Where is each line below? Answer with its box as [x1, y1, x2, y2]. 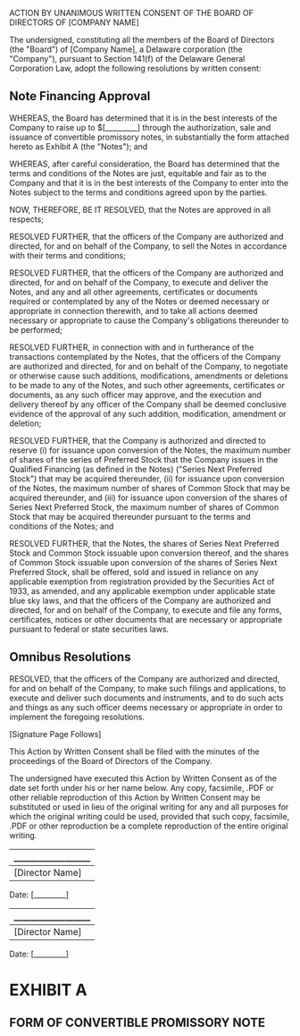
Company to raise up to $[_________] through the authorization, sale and [9, 122, 271, 132]
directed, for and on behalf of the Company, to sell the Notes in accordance [9, 241, 287, 251]
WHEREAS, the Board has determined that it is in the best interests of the [9, 112, 278, 123]
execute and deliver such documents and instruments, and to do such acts [9, 692, 284, 703]
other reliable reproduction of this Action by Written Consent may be [9, 792, 261, 802]
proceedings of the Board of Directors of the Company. [9, 755, 212, 766]
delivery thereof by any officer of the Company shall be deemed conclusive [9, 398, 287, 410]
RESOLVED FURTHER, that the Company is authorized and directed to [9, 435, 266, 446]
